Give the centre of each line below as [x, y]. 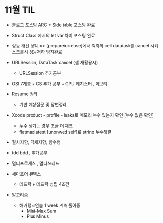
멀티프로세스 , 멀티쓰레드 [35, 163]
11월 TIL [20, 10]
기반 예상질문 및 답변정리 [43, 104]
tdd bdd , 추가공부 [30, 153]
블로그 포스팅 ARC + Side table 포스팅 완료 [53, 25]
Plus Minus [38, 216]
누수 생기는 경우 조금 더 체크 [46, 125]
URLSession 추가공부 [40, 73]
